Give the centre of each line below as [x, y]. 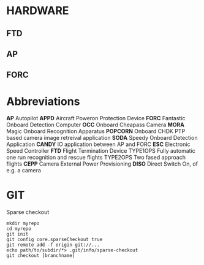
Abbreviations [43, 101]
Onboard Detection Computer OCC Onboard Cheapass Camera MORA [96, 125]
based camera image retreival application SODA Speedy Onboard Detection [102, 138]
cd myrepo [19, 229]
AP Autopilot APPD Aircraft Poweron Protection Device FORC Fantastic [96, 118]
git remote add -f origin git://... [53, 245]
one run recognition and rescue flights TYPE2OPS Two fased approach [96, 158]
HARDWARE [38, 11]
